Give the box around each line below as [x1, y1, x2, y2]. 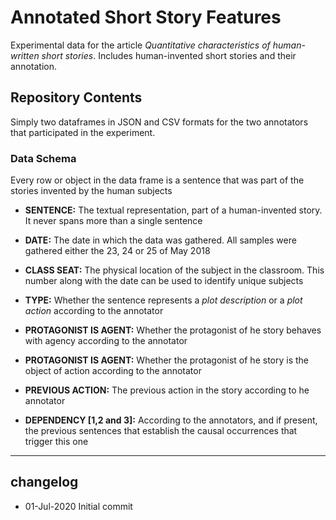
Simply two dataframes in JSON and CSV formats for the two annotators [10, 116, 309, 128]
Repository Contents [10, 89, 143, 106]
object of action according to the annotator [24, 365, 202, 377]
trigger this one [24, 436, 89, 448]
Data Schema [10, 151, 77, 165]
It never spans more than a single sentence [24, 215, 203, 227]
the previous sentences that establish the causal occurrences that [24, 425, 298, 437]
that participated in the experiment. [10, 126, 156, 138]
